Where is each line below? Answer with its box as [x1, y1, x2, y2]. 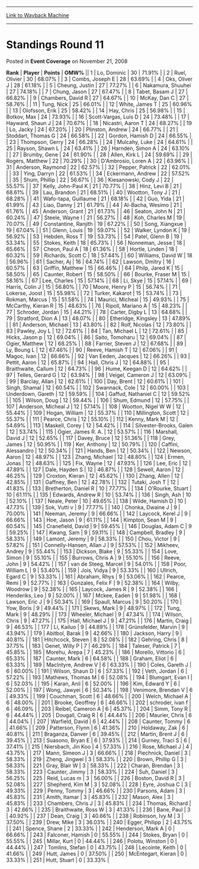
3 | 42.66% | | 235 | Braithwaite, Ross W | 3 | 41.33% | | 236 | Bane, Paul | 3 [6, 806, 191, 813]
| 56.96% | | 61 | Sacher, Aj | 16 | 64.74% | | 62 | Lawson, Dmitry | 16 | [6, 258, 175, 265]
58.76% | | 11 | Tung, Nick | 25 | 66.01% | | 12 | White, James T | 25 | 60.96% [6, 100, 192, 107]
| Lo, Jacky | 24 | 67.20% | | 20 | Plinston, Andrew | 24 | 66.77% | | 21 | [6, 126, 179, 133]
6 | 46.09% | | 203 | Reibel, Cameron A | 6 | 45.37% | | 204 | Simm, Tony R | [6, 705, 191, 712]
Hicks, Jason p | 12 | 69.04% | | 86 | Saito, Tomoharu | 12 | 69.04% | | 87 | [6, 333, 187, 341]
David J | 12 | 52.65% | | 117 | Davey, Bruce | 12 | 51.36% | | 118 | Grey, [6, 434, 176, 442]
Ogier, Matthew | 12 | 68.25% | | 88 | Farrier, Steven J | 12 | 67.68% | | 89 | [6, 340, 187, 347]
